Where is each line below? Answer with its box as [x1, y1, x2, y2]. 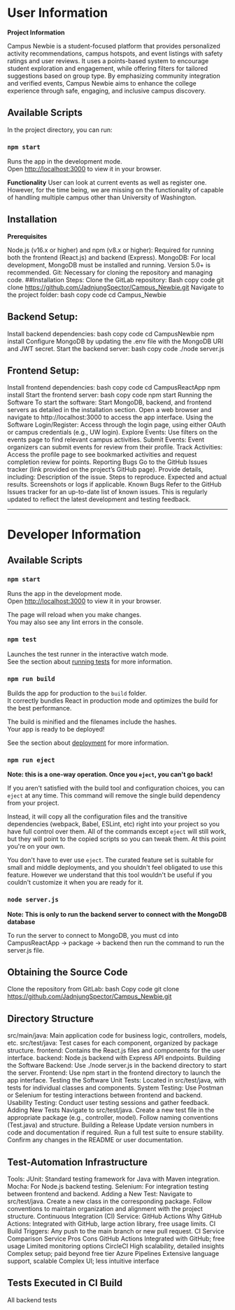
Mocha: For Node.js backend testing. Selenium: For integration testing [7, 1182, 209, 1191]
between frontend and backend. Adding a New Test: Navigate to [7, 1189, 193, 1198]
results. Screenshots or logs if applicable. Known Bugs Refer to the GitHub [7, 480, 222, 489]
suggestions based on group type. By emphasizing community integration [7, 72, 220, 80]
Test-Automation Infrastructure [7, 1156, 148, 1168]
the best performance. [7, 703, 72, 712]
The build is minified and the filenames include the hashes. [7, 717, 177, 726]
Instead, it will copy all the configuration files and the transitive [7, 812, 187, 821]
